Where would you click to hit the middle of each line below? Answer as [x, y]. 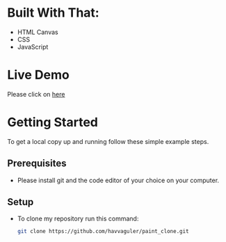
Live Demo [38, 75]
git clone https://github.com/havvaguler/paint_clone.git [103, 232]
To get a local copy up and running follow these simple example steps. [108, 141]
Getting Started [53, 122]
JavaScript [33, 47]
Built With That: [53, 13]
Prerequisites [37, 164]
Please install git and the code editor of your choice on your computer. [118, 180]
